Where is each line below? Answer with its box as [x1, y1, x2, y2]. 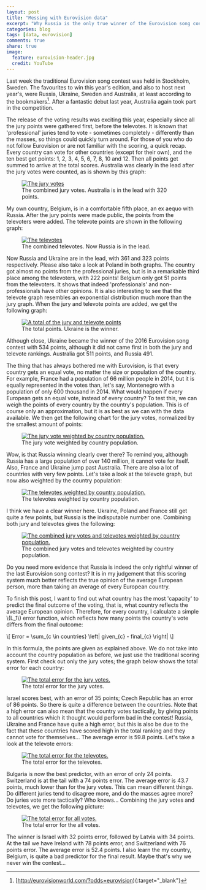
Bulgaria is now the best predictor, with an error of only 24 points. [6, 770, 173, 778]
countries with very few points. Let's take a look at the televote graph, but [6, 470, 193, 478]
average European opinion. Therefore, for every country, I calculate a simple [6, 608, 199, 615]
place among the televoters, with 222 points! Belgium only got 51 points [6, 274, 187, 282]
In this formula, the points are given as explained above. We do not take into [6, 645, 198, 652]
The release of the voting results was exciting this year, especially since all [6, 116, 195, 123]
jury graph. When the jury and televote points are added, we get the [6, 300, 178, 308]
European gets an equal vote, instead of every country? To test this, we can [6, 395, 197, 402]
